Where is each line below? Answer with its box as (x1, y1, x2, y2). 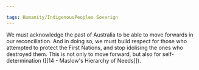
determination (6, 57, 41, 64)
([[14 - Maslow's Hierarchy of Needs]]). (42, 57, 141, 64)
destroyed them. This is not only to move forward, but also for (6, 50, 161, 58)
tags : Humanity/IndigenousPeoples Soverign (6, 14, 119, 20)
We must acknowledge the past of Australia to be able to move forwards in (6, 31, 194, 38)
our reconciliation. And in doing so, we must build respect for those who (6, 37, 187, 44)
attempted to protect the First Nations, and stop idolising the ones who (6, 44, 184, 51)
